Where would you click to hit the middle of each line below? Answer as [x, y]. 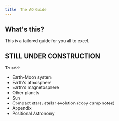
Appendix [22, 108]
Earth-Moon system [32, 77]
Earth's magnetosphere [35, 87]
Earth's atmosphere [32, 83]
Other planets [26, 93]
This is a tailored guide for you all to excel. [47, 41]
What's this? [25, 29]
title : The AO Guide [26, 9]
